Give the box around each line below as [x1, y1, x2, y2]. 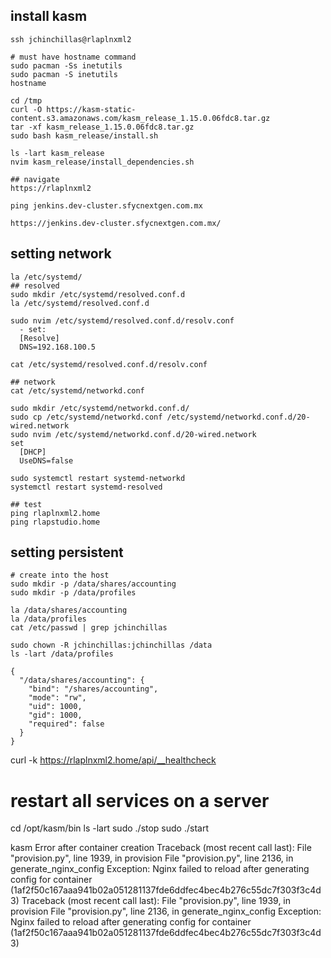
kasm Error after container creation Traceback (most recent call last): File [10, 842, 312, 854]
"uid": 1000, [28, 702, 83, 712]
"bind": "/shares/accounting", [28, 684, 159, 694]
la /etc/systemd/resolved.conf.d [10, 298, 150, 308]
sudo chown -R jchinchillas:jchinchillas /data [10, 640, 213, 651]
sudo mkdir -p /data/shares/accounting [10, 579, 177, 589]
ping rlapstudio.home [10, 517, 101, 527]
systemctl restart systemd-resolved [10, 482, 163, 492]
